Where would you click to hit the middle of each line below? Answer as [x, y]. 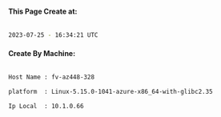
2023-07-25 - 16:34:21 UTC [53, 35]
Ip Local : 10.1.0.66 [46, 107]
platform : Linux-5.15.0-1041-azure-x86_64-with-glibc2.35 [111, 92]
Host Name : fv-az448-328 [51, 77]
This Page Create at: [43, 11]
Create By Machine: [42, 53]
